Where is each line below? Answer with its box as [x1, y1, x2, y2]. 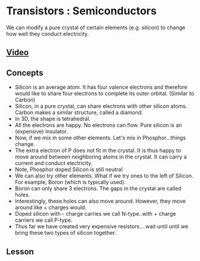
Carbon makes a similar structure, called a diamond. [14, 109, 143, 116]
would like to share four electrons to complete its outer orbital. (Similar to [14, 90, 195, 97]
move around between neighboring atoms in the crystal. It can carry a [14, 153, 187, 160]
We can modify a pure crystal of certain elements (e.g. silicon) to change [6, 24, 186, 31]
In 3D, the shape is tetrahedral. [14, 115, 91, 123]
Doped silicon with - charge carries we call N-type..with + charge [14, 210, 176, 218]
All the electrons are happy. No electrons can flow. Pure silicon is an [14, 122, 182, 129]
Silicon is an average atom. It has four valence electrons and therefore [14, 83, 188, 91]
